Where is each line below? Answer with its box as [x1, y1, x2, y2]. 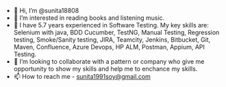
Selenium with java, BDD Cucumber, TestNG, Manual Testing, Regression [13, 28, 220, 36]
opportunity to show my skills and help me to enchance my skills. [13, 65, 198, 73]
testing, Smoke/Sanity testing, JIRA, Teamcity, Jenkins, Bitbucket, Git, [13, 36, 211, 44]
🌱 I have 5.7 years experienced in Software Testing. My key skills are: [13, 21, 209, 29]
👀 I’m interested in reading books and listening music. [13, 14, 165, 22]
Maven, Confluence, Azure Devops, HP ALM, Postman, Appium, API [13, 43, 205, 51]
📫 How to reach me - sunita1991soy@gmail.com [13, 73, 151, 80]
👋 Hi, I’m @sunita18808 [13, 7, 79, 14]
